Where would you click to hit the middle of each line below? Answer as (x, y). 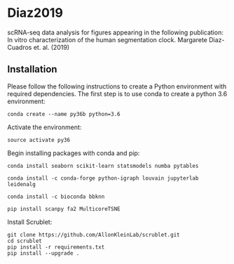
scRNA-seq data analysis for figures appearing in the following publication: (116, 32)
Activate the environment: (44, 127)
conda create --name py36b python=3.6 (64, 114)
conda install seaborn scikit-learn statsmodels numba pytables (103, 166)
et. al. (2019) (51, 47)
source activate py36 (39, 140)
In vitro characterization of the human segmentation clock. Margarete (108, 39)
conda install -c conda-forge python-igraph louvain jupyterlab (103, 178)
